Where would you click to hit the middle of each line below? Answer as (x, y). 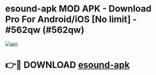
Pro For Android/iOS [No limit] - (71, 19)
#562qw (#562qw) (45, 30)
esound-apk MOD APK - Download (78, 9)
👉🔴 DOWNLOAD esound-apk (68, 65)
